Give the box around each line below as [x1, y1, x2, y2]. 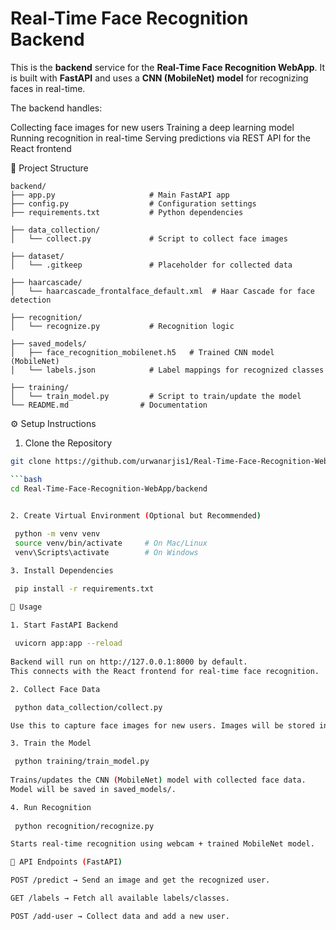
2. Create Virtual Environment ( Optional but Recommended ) [10, 510, 262, 521]
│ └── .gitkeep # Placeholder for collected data [10, 260, 293, 270]
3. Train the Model [10, 738, 92, 749]
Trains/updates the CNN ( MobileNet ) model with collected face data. [10, 775, 307, 786]
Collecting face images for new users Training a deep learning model [10, 121, 295, 133]
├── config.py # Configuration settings [10, 198, 257, 209]
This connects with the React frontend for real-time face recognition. [10, 666, 320, 676]
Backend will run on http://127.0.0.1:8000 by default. [10, 657, 248, 667]
